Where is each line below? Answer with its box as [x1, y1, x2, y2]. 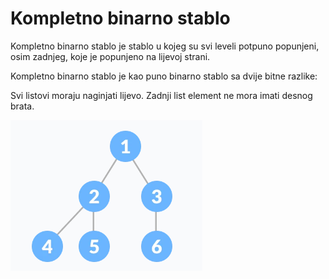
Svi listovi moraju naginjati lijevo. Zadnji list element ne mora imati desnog [10, 89, 313, 101]
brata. [10, 100, 35, 112]
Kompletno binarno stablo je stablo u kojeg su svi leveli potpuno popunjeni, [10, 40, 320, 52]
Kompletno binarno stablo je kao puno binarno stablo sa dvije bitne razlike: [10, 70, 318, 82]
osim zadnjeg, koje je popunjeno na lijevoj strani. [10, 50, 211, 62]
